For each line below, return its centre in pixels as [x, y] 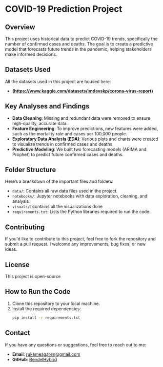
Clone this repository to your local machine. [56, 303]
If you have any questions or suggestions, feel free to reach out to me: [76, 345]
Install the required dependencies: [47, 308]
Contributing [25, 227]
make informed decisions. [31, 54]
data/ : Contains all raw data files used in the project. [65, 191]
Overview [20, 27]
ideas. [11, 249]
